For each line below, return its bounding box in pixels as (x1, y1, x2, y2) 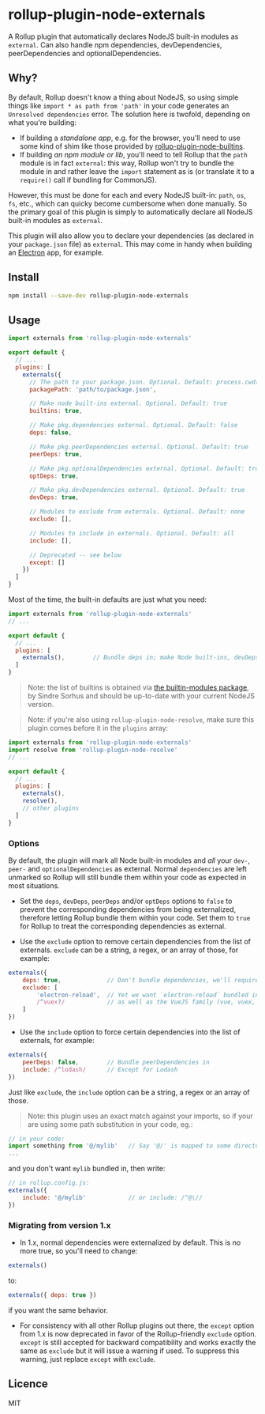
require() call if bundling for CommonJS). (19, 175, 157, 184)
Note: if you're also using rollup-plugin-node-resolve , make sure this (27, 715, 255, 724)
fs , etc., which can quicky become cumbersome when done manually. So (8, 198, 247, 208)
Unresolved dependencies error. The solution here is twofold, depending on (8, 109, 251, 119)
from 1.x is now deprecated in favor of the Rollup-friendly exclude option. (19, 1329, 257, 1338)
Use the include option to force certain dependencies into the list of (19, 1027, 241, 1037)
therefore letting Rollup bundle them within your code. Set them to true (19, 913, 251, 922)
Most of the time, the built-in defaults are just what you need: (8, 595, 207, 604)
